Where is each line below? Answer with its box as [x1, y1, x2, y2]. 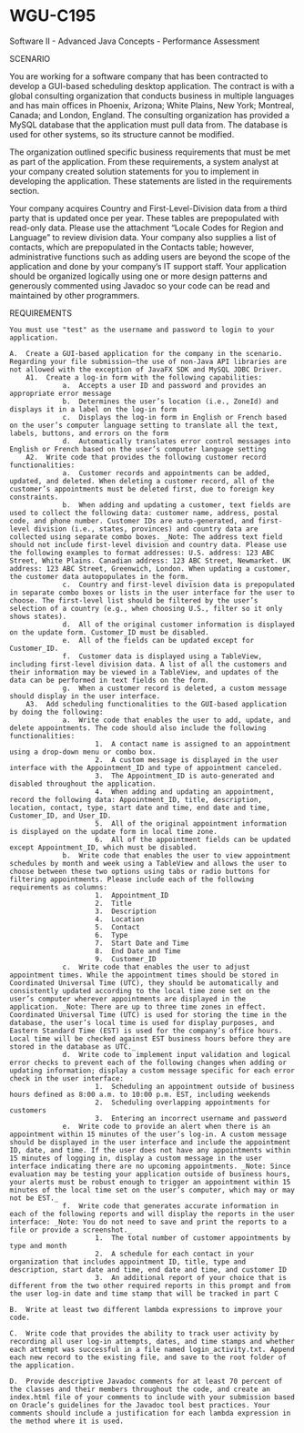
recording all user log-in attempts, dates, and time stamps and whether [9, 1336, 296, 1346]
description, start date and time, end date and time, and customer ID [9, 1265, 287, 1275]
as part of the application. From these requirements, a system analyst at [9, 156, 279, 167]
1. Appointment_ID [95, 890, 169, 899]
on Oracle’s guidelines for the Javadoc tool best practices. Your [9, 1400, 271, 1409]
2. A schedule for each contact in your [95, 1249, 255, 1258]
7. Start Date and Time [95, 939, 189, 948]
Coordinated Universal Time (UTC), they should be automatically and [9, 978, 279, 988]
